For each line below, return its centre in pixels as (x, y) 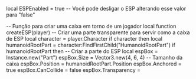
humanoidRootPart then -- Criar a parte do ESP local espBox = (82, 51)
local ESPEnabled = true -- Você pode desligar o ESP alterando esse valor (96, 9)
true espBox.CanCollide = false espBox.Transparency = (73, 70)
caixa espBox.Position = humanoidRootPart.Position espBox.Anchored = (94, 64)
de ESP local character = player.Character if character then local (84, 39)
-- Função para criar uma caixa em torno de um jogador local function (91, 26)
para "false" (21, 15)
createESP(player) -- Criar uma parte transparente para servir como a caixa (98, 32)
